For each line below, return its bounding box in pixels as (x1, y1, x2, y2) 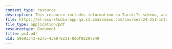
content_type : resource (5, 7, 56, 13)
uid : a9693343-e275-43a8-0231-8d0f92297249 (5, 36, 100, 41)
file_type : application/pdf (5, 21, 66, 27)
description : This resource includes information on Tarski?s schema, (5, 12, 159, 17)
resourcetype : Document (5, 27, 56, 32)
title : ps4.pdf (5, 31, 38, 36)
